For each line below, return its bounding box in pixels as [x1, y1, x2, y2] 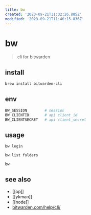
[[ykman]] [12, 193, 33, 200]
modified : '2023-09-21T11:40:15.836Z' [5, 16, 84, 21]
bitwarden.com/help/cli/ [12, 204, 61, 210]
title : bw [5, 7, 25, 12]
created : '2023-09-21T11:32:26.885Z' [5, 12, 82, 17]
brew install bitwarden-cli [5, 81, 63, 86]
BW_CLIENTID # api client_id [5, 112, 78, 117]
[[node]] [12, 199, 29, 205]
